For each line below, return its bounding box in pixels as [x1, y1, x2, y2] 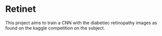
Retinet [5, 3, 36, 15]
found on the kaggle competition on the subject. [5, 25, 105, 31]
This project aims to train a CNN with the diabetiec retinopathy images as [5, 20, 157, 26]
